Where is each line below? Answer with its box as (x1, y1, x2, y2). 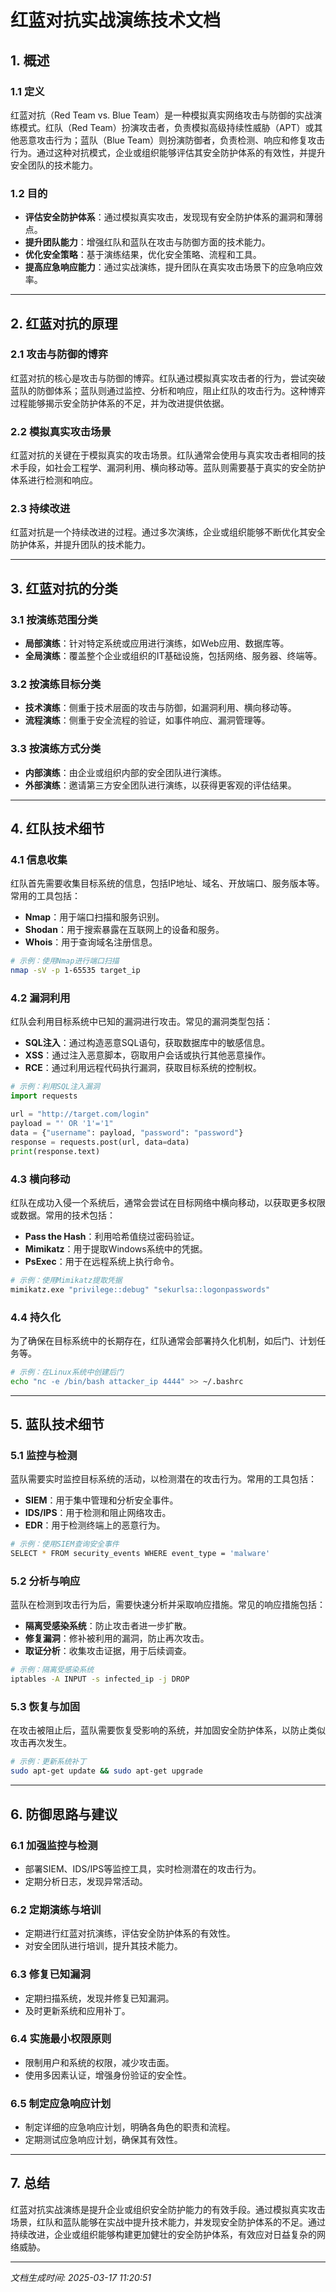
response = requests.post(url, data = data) (10, 1137, 190, 1147)
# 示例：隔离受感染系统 (10, 1665, 95, 1675)
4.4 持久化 (10, 1310, 61, 1324)
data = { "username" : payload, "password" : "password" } (10, 1127, 244, 1138)
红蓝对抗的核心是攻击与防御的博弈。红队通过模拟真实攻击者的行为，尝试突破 (10, 372, 326, 384)
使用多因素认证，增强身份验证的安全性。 (24, 2069, 192, 2081)
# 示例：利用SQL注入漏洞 (10, 1082, 100, 1092)
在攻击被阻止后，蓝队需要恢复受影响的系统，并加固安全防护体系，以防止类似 (10, 1724, 326, 1736)
